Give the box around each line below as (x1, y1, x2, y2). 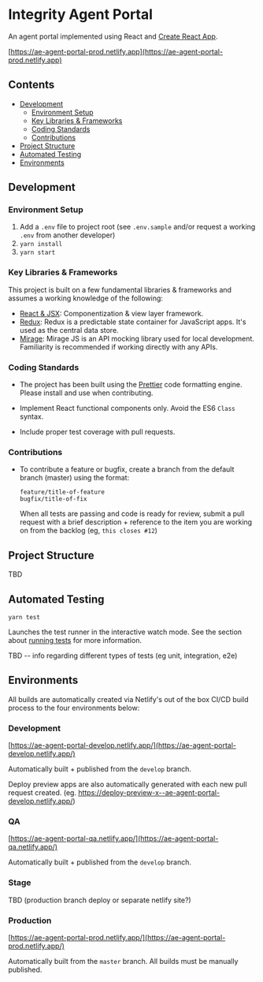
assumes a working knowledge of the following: (8, 293, 164, 303)
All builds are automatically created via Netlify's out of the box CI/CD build (8, 694, 250, 704)
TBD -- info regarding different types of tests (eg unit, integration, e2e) (8, 651, 238, 660)
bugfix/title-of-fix (19, 495, 87, 503)
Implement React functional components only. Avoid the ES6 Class (19, 404, 236, 413)
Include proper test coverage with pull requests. (19, 428, 176, 437)
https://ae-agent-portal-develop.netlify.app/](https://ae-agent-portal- (10, 741, 237, 750)
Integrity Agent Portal (8, 6, 154, 24)
